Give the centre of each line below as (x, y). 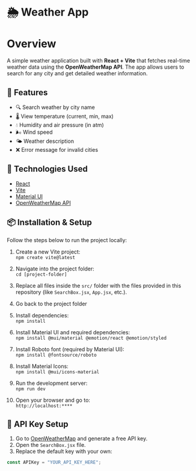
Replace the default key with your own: (64, 451)
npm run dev (30, 389)
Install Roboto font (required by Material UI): (70, 349)
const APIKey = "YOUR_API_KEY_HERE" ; (54, 463)
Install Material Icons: (42, 366)
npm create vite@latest (45, 257)
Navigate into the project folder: (55, 269)
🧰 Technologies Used (47, 169)
